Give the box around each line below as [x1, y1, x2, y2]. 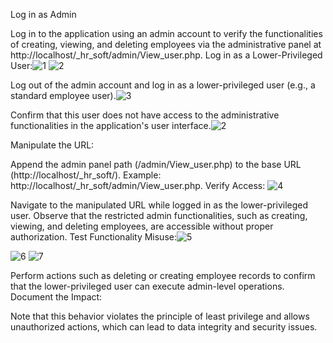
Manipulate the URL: [10, 139, 95, 151]
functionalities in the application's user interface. [10, 120, 212, 131]
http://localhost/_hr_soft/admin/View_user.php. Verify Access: [10, 180, 266, 191]
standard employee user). [10, 90, 117, 101]
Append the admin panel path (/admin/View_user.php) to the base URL [10, 159, 302, 170]
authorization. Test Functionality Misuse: [10, 231, 177, 243]
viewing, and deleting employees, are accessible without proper [10, 220, 274, 232]
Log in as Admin [10, 9, 77, 20]
